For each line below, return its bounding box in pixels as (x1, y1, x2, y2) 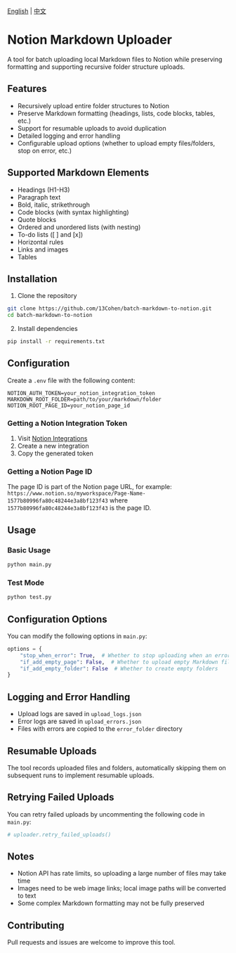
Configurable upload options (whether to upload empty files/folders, (17, 138, 216, 147)
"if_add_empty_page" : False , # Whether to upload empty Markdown (20, 659, 218, 666)
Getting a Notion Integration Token (7, 418, 128, 428)
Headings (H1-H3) (17, 186, 70, 194)
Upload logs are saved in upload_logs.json (17, 710, 142, 718)
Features (7, 83, 47, 95)
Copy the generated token (17, 449, 93, 458)
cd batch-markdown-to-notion (7, 312, 93, 319)
